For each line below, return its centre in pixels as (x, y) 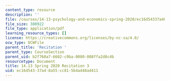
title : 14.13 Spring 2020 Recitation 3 (47, 66)
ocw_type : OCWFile (25, 43)
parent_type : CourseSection (35, 52)
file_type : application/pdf (35, 29)
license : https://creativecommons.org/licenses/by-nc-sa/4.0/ (72, 38)
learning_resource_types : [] (36, 33)
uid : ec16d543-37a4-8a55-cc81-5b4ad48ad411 (52, 71)
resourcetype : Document (30, 61)
